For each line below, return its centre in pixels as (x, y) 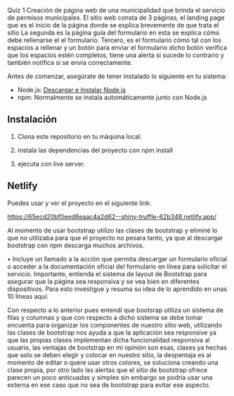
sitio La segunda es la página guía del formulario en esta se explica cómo (113, 32)
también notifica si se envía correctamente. (70, 62)
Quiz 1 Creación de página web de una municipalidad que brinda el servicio (116, 10)
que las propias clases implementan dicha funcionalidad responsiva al (109, 340)
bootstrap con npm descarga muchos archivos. (76, 245)
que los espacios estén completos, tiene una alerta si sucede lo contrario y (116, 55)
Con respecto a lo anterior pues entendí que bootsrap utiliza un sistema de (115, 310)
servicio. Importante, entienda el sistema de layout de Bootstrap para (107, 273)
